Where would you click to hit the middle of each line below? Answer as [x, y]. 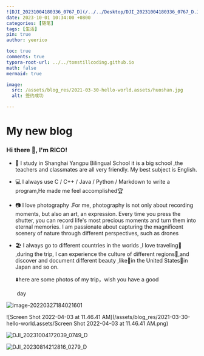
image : [15, 85]
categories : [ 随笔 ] [30, 23]
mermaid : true [24, 73]
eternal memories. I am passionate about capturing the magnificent [99, 227]
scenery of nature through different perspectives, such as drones [97, 233]
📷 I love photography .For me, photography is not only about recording [104, 205]
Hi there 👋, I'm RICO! [37, 150]
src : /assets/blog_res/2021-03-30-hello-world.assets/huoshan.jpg [97, 90]
